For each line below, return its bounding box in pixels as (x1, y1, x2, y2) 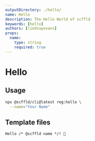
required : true (14, 45, 46, 50)
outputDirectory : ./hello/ (5, 7, 61, 13)
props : (5, 31, 19, 36)
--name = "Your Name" (9, 104, 50, 109)
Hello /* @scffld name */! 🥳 (5, 131, 66, 136)
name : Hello (5, 12, 30, 17)
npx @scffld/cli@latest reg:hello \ (5, 99, 81, 104)
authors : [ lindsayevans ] (5, 26, 57, 31)
